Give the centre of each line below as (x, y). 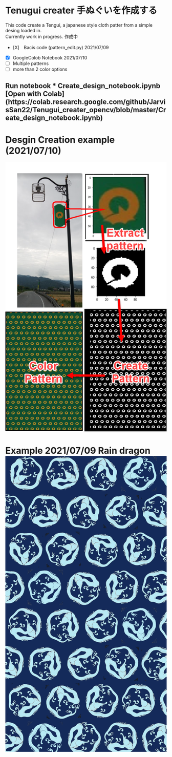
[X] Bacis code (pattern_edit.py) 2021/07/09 (61, 47)
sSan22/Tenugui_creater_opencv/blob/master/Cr (86, 110)
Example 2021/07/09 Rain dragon (78, 450)
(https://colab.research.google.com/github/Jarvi (85, 102)
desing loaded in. (24, 30)
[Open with (24, 93)
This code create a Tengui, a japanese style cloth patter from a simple (79, 25)
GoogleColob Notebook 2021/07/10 (50, 57)
